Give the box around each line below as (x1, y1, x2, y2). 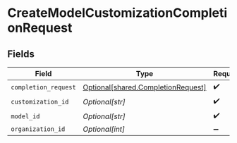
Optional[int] (83, 125, 126, 134)
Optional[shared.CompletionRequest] (83, 82, 207, 92)
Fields (7, 48, 35, 60)
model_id (11, 112, 40, 120)
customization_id (11, 97, 69, 106)
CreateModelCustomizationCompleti (7, 5, 228, 21)
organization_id (11, 125, 66, 133)
